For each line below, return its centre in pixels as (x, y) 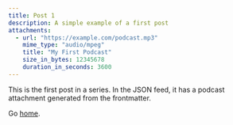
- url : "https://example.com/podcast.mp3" (87, 38)
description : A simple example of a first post (89, 23)
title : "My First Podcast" (67, 52)
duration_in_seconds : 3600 (67, 67)
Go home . (24, 113)
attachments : (30, 30)
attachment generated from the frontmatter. (80, 98)
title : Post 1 (32, 15)
